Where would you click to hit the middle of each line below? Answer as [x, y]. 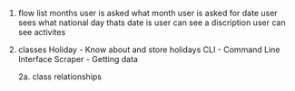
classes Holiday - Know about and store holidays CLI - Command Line [149, 50]
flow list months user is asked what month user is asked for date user [148, 13]
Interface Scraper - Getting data [78, 59]
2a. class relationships [60, 77]
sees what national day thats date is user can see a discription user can [152, 23]
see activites [42, 32]
